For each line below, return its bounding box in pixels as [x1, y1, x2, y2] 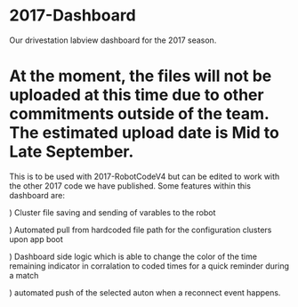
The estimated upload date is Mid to [9, 123, 280, 143]
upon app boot [9, 233, 64, 245]
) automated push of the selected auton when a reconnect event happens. [9, 287, 281, 298]
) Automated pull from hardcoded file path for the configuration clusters [9, 224, 272, 235]
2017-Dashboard [9, 5, 136, 26]
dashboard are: [9, 190, 65, 200]
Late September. [9, 141, 134, 162]
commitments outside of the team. [9, 104, 270, 125]
